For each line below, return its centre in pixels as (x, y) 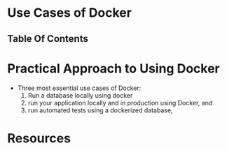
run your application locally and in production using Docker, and (120, 103)
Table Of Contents (48, 39)
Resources (39, 138)
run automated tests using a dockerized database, (100, 110)
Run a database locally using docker (80, 95)
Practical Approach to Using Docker (113, 68)
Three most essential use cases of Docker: (79, 88)
